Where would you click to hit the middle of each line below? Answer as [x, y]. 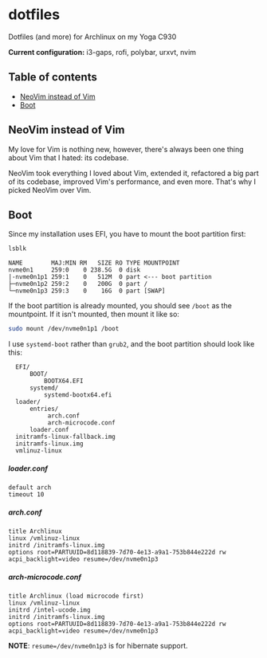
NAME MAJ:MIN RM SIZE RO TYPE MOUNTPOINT [94, 263]
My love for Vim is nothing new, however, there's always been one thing [126, 149]
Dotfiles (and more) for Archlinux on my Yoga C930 [92, 37]
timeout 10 [26, 495]
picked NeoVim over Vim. [50, 190]
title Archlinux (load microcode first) [77, 596]
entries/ [44, 409]
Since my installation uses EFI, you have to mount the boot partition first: [127, 234]
